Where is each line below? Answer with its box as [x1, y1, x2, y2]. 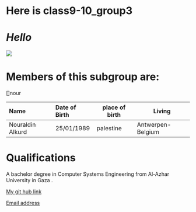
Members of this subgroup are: [6, 70, 160, 84]
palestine [96, 124, 123, 133]
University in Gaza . [6, 177, 54, 183]
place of [102, 103, 126, 112]
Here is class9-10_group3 [6, 4, 133, 18]
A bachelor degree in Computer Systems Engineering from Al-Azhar [6, 171, 170, 178]
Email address [6, 200, 40, 206]
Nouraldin [9, 121, 36, 129]
